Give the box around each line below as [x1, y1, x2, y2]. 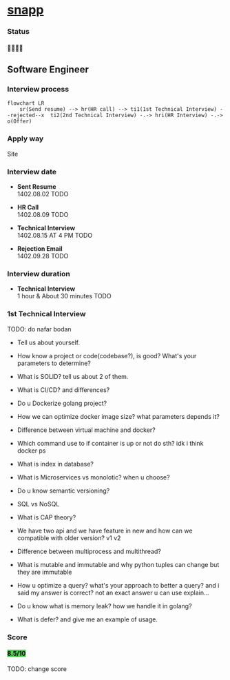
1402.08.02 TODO [17, 189, 69, 198]
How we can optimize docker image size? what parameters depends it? [17, 412, 220, 420]
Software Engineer [7, 64, 90, 76]
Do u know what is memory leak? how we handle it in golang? [17, 601, 192, 610]
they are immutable [17, 568, 72, 576]
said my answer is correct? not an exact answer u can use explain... [17, 588, 209, 597]
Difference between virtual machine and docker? [17, 426, 156, 434]
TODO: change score [7, 664, 67, 673]
